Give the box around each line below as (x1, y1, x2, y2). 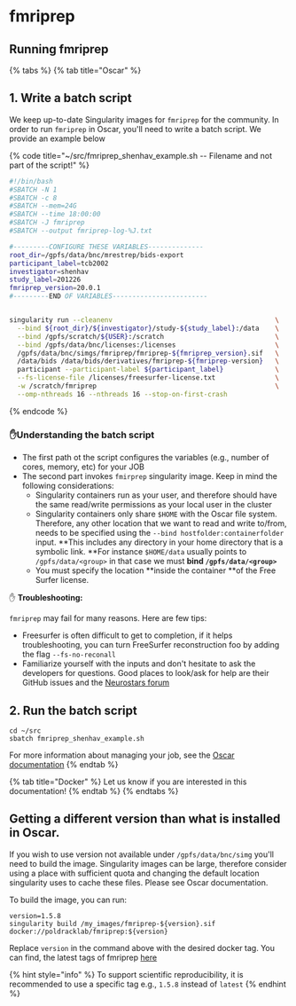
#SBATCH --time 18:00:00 (9, 210, 101, 219)
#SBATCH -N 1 (9, 185, 58, 194)
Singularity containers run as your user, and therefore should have (35, 490, 277, 500)
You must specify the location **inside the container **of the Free (35, 565, 277, 576)
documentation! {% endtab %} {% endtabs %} (9, 785, 179, 796)
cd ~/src (9, 726, 42, 735)
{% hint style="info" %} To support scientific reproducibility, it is (9, 969, 244, 979)
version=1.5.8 (9, 911, 62, 920)
